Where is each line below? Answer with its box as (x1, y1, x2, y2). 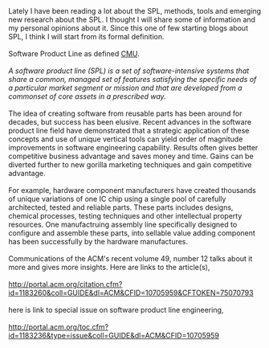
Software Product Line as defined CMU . (8, 49, 141, 58)
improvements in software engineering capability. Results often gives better (8, 143, 259, 152)
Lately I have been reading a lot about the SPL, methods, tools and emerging (8, 6, 262, 15)
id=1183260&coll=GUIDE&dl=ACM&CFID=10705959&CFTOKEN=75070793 (8, 288, 255, 297)
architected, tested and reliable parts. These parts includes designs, (8, 203, 234, 212)
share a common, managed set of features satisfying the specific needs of (8, 75, 257, 84)
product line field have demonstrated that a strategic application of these (8, 126, 250, 135)
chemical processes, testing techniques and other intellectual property (8, 211, 243, 220)
